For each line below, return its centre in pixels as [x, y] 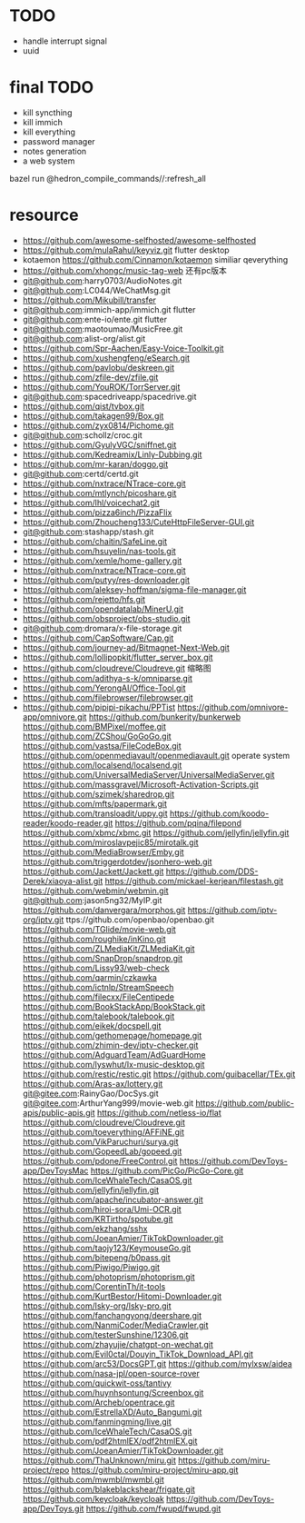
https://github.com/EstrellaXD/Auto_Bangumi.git [112, 1412]
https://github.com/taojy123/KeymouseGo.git [107, 1248]
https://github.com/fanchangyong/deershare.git [112, 1315]
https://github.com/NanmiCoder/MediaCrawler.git [115, 1325]
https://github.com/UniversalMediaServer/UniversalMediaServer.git [148, 774]
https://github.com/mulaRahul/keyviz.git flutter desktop [126, 250]
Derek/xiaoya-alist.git [63, 881]
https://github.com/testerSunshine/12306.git [105, 1334]
